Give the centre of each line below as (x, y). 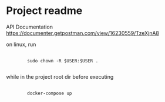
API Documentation (29, 27)
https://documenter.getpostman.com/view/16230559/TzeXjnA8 (83, 33)
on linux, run (21, 44)
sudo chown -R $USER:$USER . (63, 61)
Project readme (44, 11)
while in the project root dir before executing (60, 76)
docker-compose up (50, 93)
